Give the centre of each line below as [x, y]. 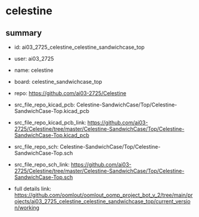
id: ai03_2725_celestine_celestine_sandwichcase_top [79, 47]
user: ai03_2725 [34, 59]
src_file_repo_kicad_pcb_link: [50, 122]
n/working [27, 207]
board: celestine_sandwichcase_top [58, 82]
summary [24, 33]
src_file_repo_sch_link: [42, 164]
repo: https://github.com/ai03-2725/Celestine [70, 93]
